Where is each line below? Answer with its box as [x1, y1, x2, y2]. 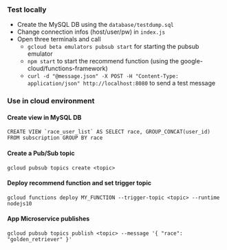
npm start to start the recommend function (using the [27, 57, 179, 65]
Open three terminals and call [17, 35, 101, 43]
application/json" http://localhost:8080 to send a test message [27, 79, 215, 87]
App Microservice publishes [7, 215, 90, 223]
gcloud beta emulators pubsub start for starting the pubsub [27, 43, 199, 51]
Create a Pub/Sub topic [7, 149, 75, 158]
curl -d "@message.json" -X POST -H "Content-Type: [27, 73, 179, 80]
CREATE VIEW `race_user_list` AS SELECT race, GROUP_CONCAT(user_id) [7, 129, 211, 136]
